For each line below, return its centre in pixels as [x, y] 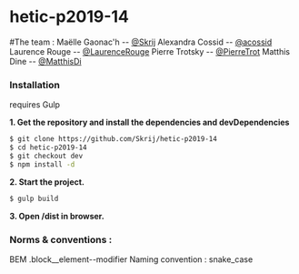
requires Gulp [35, 105]
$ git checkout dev [46, 156]
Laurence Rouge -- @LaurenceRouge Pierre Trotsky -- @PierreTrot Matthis [150, 51]
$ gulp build [34, 198]
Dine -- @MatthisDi [45, 61]
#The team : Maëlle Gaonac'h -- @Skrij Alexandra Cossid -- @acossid [141, 42]
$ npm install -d [42, 164]
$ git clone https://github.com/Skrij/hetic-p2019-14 [114, 139]
